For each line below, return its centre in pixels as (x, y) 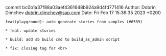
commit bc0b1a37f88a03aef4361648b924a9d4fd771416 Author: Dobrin (80, 7)
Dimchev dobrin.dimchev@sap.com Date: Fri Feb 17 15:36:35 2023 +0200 (83, 13)
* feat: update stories (31, 31)
